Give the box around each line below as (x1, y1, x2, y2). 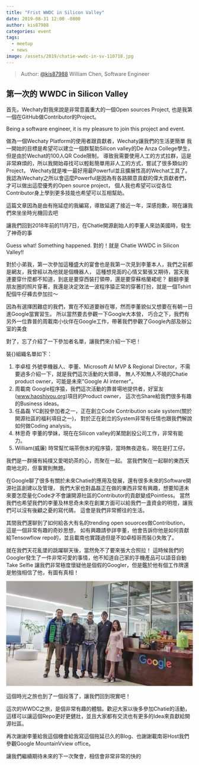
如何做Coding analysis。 (14, 422, 75, 429)
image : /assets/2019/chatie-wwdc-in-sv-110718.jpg (6, 53, 134, 59)
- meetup (11, 41, 33, 47)
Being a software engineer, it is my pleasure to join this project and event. (6, 125, 185, 132)
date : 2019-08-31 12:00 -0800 (6, 15, 81, 22)
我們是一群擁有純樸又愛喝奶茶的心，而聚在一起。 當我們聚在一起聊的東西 (6, 457, 184, 464)
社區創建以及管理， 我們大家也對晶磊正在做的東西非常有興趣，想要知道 (11, 484, 184, 491)
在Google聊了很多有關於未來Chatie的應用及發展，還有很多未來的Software (6, 477, 187, 484)
